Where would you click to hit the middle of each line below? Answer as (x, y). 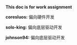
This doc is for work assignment (39, 7)
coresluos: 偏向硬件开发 (30, 17)
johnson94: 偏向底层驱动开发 (35, 37)
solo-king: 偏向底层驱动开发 (34, 27)
